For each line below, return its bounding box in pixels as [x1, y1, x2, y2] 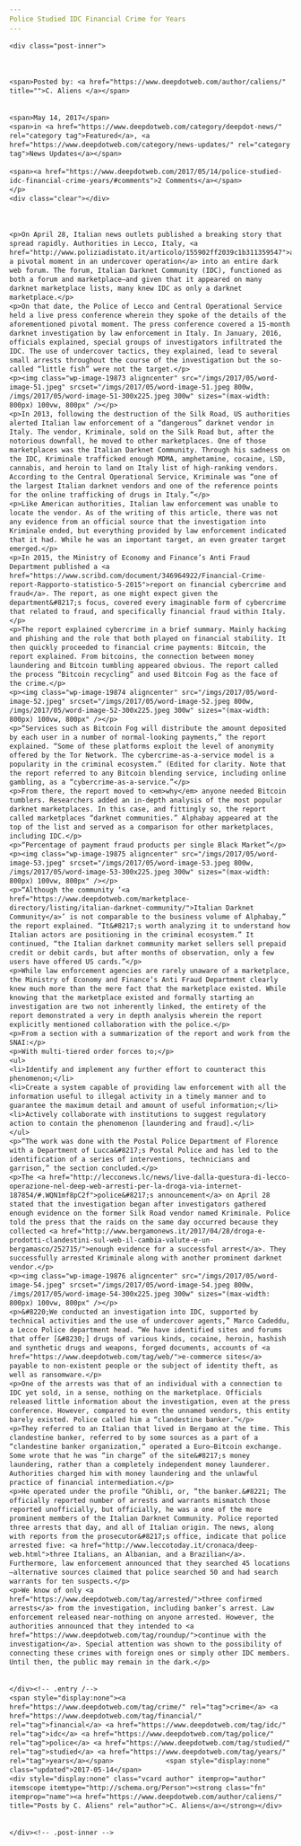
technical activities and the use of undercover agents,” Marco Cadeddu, [9, 1316, 291, 1325]
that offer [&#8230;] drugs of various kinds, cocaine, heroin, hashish [9, 1334, 287, 1343]
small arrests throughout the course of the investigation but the [9, 356, 267, 365]
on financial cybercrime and [177, 580, 287, 589]
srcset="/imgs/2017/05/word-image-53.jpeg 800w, [69, 858, 254, 867]
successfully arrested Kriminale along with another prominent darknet [9, 1253, 282, 1262]
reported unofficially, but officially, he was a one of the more [9, 1505, 262, 1514]
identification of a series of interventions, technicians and [9, 1155, 251, 1164]
